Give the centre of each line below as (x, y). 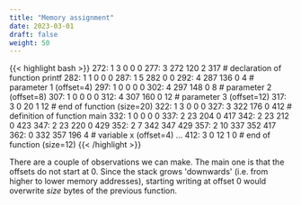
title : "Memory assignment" (62, 18)
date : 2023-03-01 (42, 26)
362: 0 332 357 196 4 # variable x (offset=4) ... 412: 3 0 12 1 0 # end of (140, 135)
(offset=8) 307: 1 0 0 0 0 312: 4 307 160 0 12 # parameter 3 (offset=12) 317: (148, 97)
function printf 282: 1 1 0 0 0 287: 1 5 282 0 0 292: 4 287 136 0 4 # (132, 78)
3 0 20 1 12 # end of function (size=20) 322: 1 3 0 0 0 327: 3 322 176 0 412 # (150, 107)
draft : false (34, 34)
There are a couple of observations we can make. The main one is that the (147, 162)
